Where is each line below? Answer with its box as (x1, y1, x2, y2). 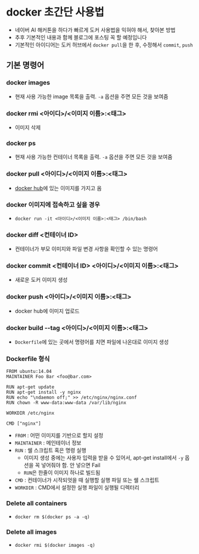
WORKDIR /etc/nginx (6, 410, 55, 416)
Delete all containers (6, 499, 67, 508)
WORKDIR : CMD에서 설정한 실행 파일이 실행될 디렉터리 (14, 484, 140, 491)
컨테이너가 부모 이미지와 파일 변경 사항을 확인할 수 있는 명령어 (14, 245, 158, 253)
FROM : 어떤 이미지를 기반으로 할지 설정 (14, 432, 104, 439)
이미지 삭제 (14, 123, 41, 131)
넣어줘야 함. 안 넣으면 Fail (41, 462, 101, 469)
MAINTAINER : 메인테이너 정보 (14, 439, 82, 447)
